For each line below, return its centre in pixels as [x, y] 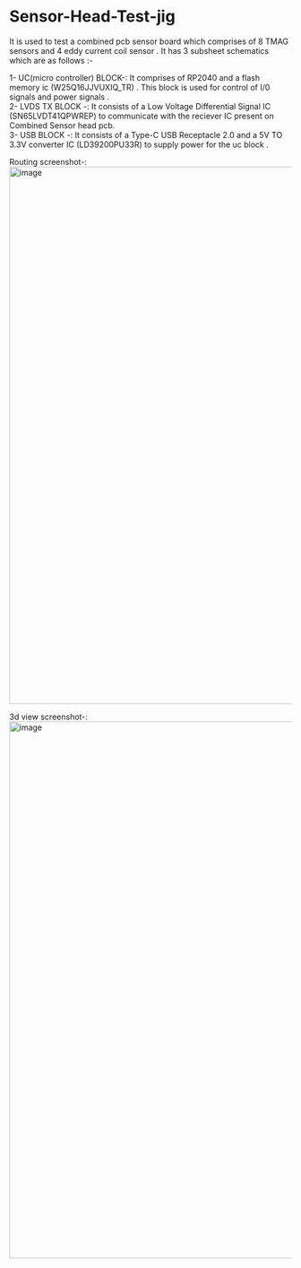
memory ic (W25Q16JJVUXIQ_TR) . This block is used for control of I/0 [140, 87]
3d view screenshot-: [48, 717]
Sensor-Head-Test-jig [93, 17]
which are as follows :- [51, 60]
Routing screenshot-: [48, 161]
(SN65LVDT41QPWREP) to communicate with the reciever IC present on [142, 116]
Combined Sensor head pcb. [62, 125]
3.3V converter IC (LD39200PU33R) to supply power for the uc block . [139, 144]
